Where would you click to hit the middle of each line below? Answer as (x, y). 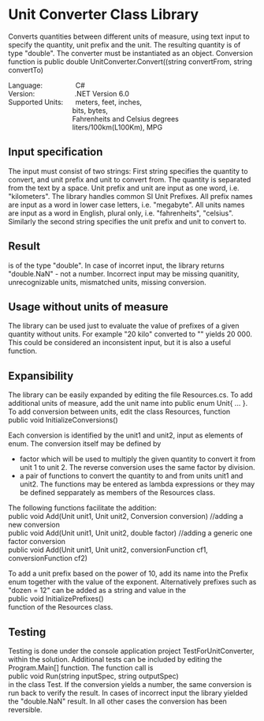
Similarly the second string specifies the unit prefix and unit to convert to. (127, 221)
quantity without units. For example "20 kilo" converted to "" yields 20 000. (130, 334)
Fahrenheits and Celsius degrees (125, 118)
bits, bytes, (90, 110)
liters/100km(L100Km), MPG (117, 127)
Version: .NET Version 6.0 (69, 93)
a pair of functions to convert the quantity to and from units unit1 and (131, 476)
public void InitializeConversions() (63, 420)
